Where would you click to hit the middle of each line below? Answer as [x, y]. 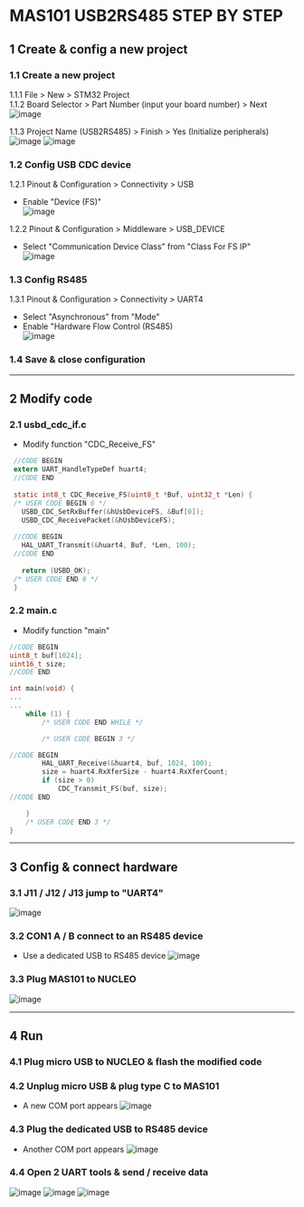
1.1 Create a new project [62, 75]
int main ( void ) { [42, 689]
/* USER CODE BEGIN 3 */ [89, 739]
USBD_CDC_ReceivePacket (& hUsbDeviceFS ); [99, 520]
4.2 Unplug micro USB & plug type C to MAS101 [114, 1086]
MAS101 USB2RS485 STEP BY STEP [146, 16]
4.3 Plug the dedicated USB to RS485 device [109, 1129]
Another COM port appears [73, 1149]
